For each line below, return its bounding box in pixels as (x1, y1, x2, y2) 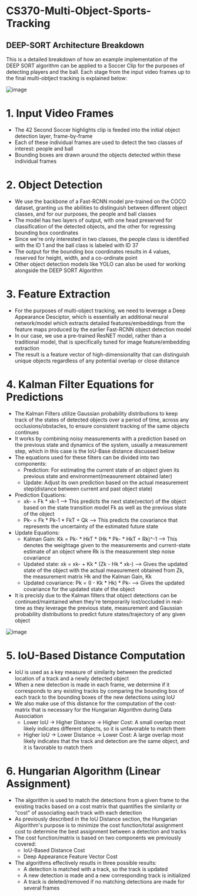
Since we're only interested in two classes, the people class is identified (14, 235, 189, 243)
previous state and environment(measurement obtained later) (23, 472, 172, 479)
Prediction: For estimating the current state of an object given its (23, 466, 179, 473)
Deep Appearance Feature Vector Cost (23, 853, 118, 860)
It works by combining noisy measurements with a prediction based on (14, 435, 186, 442)
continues (14, 429, 39, 436)
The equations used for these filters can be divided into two (14, 453, 160, 461)
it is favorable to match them (23, 744, 93, 751)
